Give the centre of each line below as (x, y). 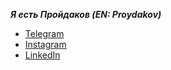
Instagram (45, 44)
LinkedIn (42, 55)
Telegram (44, 33)
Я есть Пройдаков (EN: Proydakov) (86, 14)
